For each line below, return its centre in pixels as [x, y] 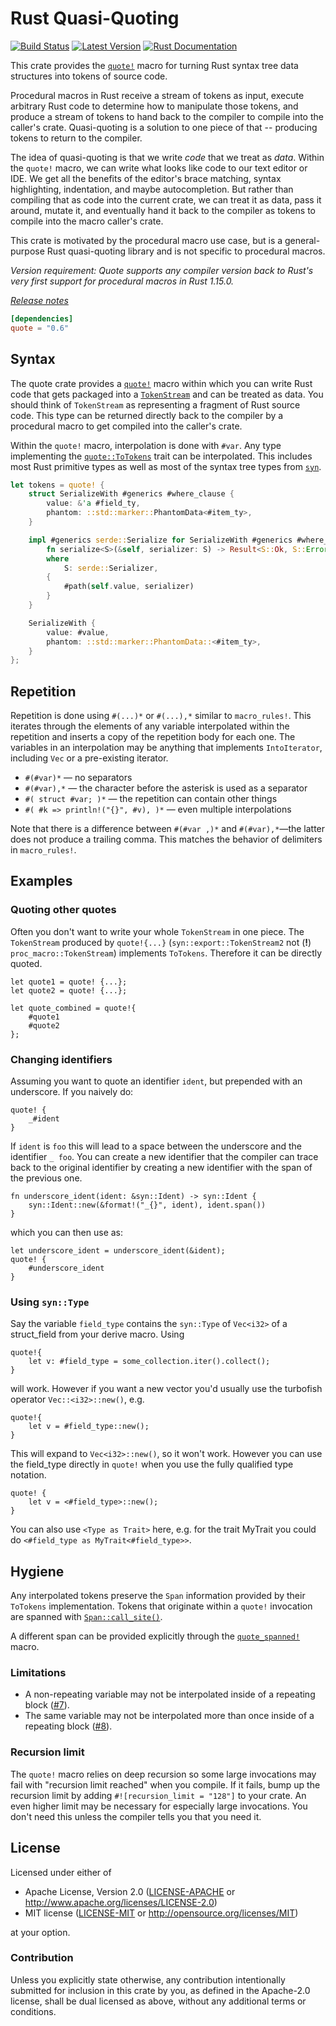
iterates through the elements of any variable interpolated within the [150, 726]
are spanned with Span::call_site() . [86, 1617]
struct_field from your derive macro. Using [97, 1334]
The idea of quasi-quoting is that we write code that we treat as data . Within [167, 157]
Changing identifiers [61, 1059]
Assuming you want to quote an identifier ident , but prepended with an [156, 1081]
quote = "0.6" [40, 328]
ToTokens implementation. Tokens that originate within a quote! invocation [161, 1606]
